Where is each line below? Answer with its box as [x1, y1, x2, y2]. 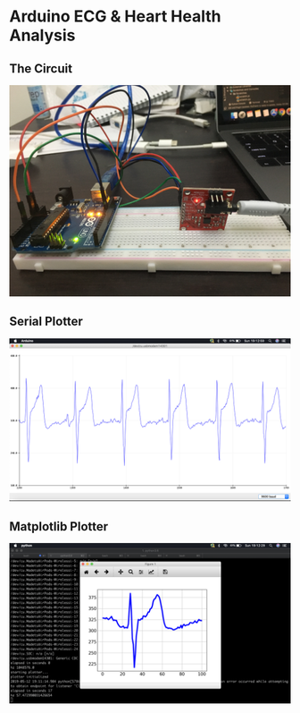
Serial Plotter [9, 314, 83, 329]
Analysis [9, 25, 76, 46]
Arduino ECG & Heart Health [9, 6, 221, 27]
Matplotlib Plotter [9, 519, 109, 534]
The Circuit [9, 61, 73, 76]
